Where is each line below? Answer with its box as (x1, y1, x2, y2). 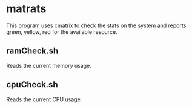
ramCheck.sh (6, 46, 59, 56)
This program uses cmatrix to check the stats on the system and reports (6, 22, 187, 29)
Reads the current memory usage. (6, 62, 92, 69)
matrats (6, 2, 47, 16)
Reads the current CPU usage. (6, 96, 82, 103)
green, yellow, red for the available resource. (6, 28, 118, 35)
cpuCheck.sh (6, 79, 59, 90)
